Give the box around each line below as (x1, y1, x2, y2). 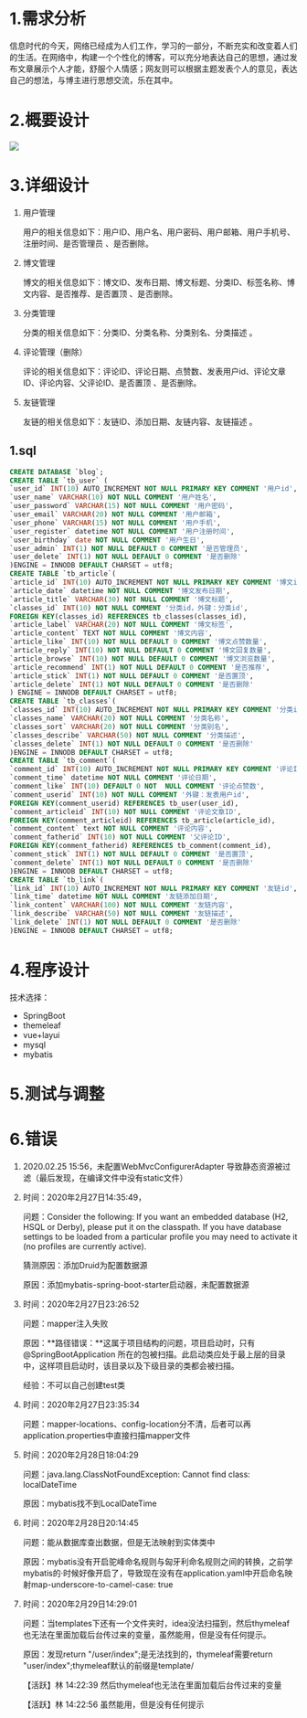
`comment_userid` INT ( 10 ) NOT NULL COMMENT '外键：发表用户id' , (9, 790, 249, 800)
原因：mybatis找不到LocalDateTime (22, 1498, 157, 1509)
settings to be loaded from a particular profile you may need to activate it (22, 1231, 298, 1242)
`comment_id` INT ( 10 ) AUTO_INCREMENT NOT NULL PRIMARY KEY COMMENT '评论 (9, 765, 294, 774)
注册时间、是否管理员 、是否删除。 (22, 238, 153, 249)
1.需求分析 (9, 8, 87, 29)
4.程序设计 (9, 960, 90, 981)
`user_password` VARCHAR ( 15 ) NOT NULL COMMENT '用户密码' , (9, 502, 234, 511)
